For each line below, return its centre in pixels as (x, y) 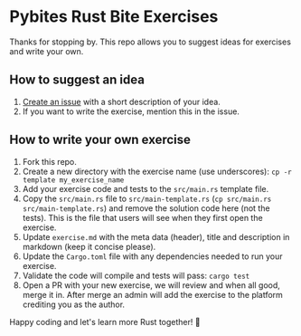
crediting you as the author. (73, 304)
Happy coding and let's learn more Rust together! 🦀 (105, 322)
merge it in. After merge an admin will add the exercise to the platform (152, 294)
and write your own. (47, 51)
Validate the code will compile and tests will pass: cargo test (136, 275)
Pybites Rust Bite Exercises (114, 17)
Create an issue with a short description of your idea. (122, 101)
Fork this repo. (49, 161)
